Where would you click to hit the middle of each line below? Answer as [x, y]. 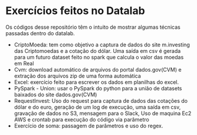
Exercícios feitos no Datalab [75, 11]
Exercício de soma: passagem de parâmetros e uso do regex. [88, 126]
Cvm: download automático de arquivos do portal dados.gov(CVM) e [98, 69]
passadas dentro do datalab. [40, 33]
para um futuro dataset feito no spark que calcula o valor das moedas [99, 57]
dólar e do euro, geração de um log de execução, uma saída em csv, [97, 107]
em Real [24, 63]
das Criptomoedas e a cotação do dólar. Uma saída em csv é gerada [97, 50]
